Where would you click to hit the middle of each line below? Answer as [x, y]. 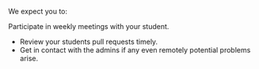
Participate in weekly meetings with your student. [89, 26]
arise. [29, 58]
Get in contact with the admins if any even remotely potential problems [135, 50]
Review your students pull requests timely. [89, 42]
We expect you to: [38, 11]
